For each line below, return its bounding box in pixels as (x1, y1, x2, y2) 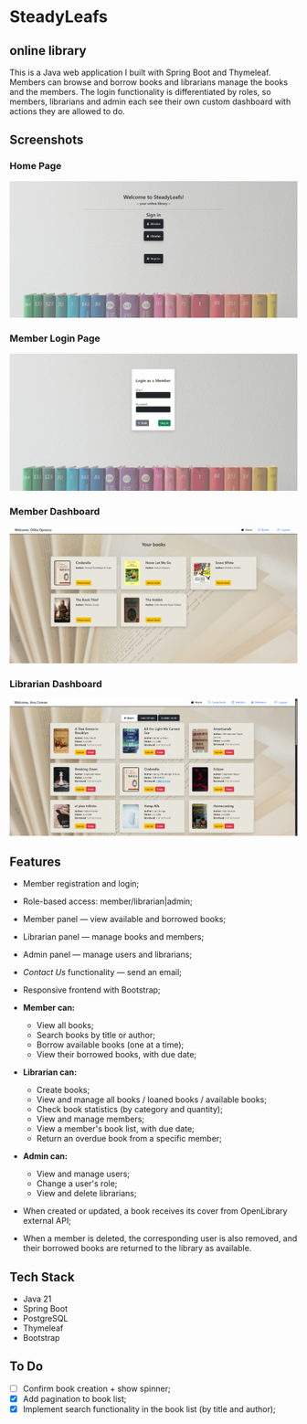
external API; (22, 1216, 71, 1227)
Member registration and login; (22, 878, 140, 889)
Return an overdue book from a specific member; (36, 1133, 222, 1144)
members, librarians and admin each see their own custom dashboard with (9, 96, 291, 107)
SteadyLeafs (9, 6, 108, 27)
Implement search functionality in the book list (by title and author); (22, 1403, 276, 1414)
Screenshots (9, 133, 84, 148)
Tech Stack (9, 1269, 75, 1285)
